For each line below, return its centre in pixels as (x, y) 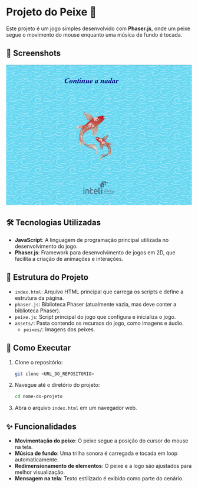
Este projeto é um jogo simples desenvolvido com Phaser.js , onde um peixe (98, 28)
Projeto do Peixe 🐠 (52, 12)
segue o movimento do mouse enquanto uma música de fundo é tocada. (94, 34)
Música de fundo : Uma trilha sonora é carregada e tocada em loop (96, 453)
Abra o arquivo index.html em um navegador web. (76, 408)
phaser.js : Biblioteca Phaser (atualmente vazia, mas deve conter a (95, 304)
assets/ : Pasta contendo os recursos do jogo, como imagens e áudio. (99, 323)
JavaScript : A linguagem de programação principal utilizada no (92, 240)
